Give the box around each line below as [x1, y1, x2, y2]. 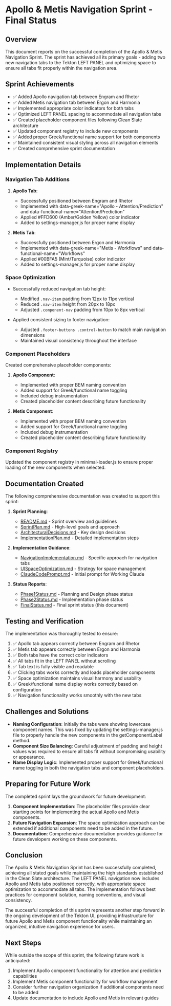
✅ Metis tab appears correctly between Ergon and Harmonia [12, 646, 141, 652]
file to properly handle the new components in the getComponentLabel [12, 731, 163, 738]
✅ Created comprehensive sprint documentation [12, 145, 115, 151]
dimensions [20, 332, 45, 338]
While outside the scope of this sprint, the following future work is [5, 952, 144, 958]
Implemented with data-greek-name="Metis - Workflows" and [20, 245, 152, 251]
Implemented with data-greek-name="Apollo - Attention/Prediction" [20, 203, 164, 209]
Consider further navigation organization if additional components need [12, 984, 164, 990]
